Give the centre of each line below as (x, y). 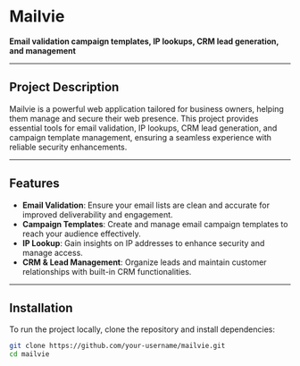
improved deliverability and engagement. (97, 214)
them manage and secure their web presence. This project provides (134, 118)
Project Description (64, 87)
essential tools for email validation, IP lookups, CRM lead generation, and (143, 128)
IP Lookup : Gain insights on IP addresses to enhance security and (143, 243)
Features (34, 184)
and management (42, 50)
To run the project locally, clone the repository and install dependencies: (142, 329)
